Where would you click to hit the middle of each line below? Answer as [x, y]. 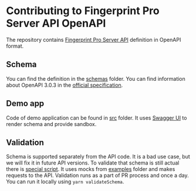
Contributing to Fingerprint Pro [83, 11]
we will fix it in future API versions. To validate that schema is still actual [93, 163]
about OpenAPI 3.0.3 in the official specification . [65, 85]
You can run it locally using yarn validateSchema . [65, 182]
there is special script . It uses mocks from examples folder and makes [91, 169]
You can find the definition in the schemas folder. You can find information [96, 78]
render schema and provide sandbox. [51, 124]
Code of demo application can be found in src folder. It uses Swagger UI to [97, 118]
